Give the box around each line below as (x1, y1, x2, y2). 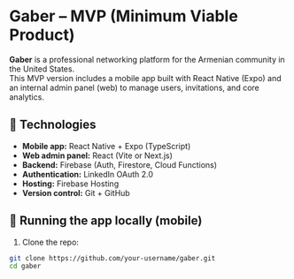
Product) (9, 25, 75, 45)
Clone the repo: (21, 237, 80, 247)
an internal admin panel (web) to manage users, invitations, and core (9, 82, 259, 93)
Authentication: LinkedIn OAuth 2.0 (21, 169, 153, 179)
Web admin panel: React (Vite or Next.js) (21, 150, 173, 161)
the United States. (9, 64, 75, 74)
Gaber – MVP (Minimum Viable (9, 6, 239, 26)
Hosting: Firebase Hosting (21, 178, 120, 189)
